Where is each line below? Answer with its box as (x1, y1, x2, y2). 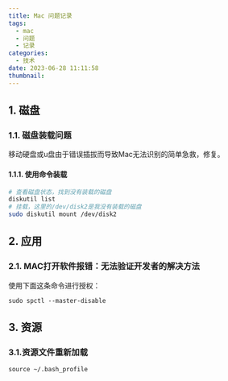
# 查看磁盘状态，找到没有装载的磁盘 (8, 188, 112, 196)
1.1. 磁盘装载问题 (8, 130, 73, 141)
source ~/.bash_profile (8, 366, 89, 374)
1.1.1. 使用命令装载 (8, 169, 68, 179)
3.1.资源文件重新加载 (8, 347, 89, 358)
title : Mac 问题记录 (8, 11, 73, 20)
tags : (8, 19, 27, 27)
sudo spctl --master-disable (8, 296, 106, 304)
